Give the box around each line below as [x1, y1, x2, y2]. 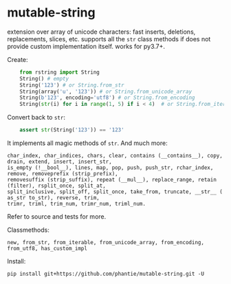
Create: [7, 55, 29, 63]
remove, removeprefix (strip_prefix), [7, 171, 118, 177]
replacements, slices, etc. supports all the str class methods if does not [7, 34, 211, 43]
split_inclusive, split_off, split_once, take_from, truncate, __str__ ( [7, 188, 223, 195]
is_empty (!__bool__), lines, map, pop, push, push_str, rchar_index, [7, 164, 214, 171]
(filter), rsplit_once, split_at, [7, 182, 107, 190]
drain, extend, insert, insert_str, [7, 158, 112, 166]
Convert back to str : [7, 113, 65, 122]
